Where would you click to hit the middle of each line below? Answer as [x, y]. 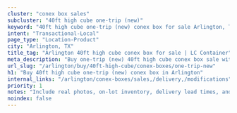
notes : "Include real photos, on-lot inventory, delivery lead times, [113, 92]
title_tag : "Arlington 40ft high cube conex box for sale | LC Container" [120, 53]
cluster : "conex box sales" [49, 14]
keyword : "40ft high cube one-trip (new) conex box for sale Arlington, [116, 27]
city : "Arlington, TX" [41, 46]
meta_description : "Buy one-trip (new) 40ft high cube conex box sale [113, 60]
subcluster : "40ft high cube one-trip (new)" [75, 20]
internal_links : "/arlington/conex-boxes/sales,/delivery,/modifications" [120, 79]
